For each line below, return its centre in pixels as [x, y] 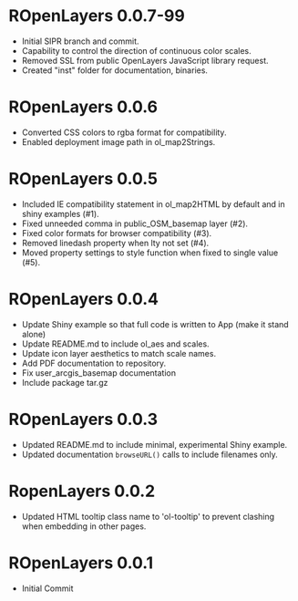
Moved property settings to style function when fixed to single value [150, 253]
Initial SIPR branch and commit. [80, 41]
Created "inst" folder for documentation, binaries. [115, 70]
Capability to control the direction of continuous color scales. [136, 50]
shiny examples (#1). [60, 213]
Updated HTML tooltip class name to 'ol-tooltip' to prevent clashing [148, 516]
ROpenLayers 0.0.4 [84, 299]
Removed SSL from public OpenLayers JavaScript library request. [145, 60]
